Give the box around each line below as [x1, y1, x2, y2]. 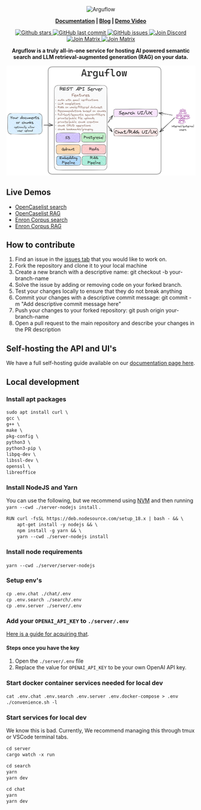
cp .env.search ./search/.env [6, 597, 82, 603]
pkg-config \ [6, 433, 39, 439]
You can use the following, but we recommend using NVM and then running [6, 497, 194, 505]
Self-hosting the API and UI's [6, 343, 117, 354]
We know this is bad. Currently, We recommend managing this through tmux [6, 726, 195, 734]
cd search [6, 762, 31, 769]
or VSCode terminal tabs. [6, 733, 69, 740]
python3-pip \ [6, 445, 42, 451]
